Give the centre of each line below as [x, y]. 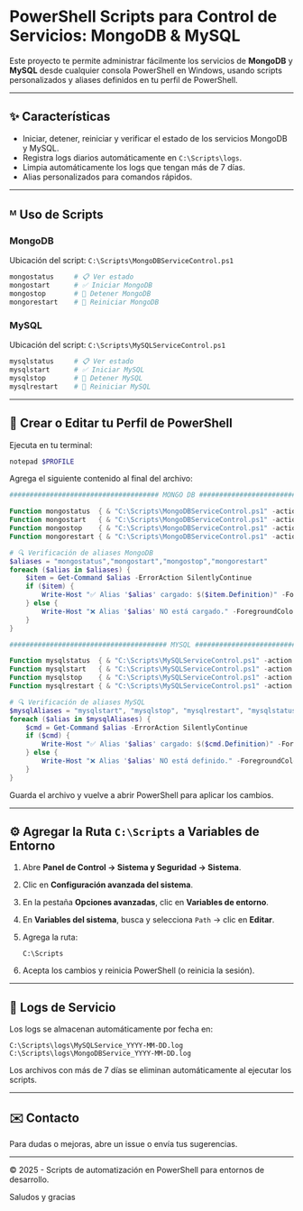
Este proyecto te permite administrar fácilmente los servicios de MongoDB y [151, 60]
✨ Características [60, 117]
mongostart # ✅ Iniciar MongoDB [81, 286]
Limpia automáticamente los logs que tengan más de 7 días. [133, 167]
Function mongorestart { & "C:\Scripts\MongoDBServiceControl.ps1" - [143, 537]
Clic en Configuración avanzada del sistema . [108, 885]
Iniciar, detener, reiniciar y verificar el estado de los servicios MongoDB [155, 138]
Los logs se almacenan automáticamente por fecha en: [111, 1029]
